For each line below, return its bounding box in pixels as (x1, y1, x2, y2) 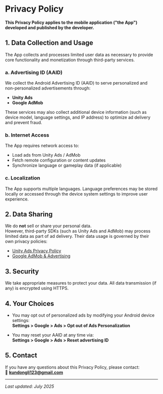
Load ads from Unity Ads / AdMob (12, 152, 81, 158)
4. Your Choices (5, 299, 54, 307)
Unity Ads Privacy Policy (12, 248, 62, 254)
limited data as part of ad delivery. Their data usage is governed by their (5, 233, 149, 239)
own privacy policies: (5, 238, 48, 244)
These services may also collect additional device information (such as (5, 109, 147, 115)
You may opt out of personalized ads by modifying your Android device (12, 312, 155, 318)
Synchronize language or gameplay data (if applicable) (12, 162, 122, 168)
